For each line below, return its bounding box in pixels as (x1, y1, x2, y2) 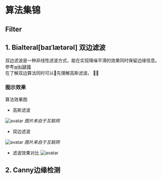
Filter (5, 25, 22, 33)
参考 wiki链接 (5, 64, 31, 70)
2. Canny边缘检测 (5, 166, 60, 174)
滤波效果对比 (12, 149, 39, 156)
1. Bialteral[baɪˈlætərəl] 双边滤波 (5, 43, 106, 52)
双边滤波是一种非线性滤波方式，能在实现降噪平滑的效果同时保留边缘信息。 (5, 57, 159, 63)
